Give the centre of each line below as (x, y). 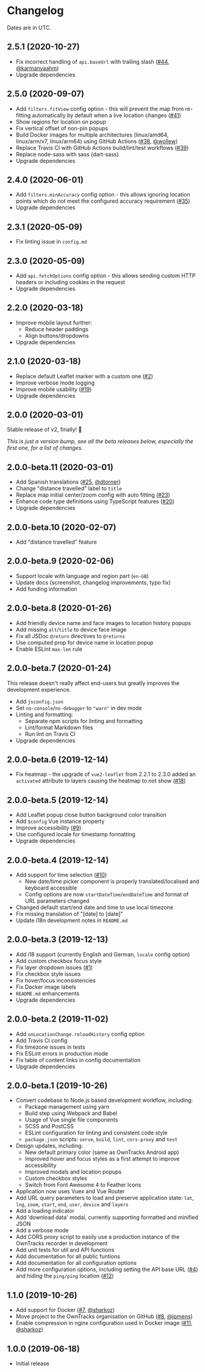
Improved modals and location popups (73, 1172)
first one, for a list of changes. (45, 448)
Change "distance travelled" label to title (69, 489)
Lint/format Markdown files (59, 727)
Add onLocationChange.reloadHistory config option (80, 1034)
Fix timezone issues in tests (50, 1047)
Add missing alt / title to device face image (71, 629)
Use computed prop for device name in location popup (85, 642)
